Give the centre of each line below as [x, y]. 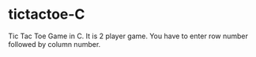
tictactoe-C [47, 14]
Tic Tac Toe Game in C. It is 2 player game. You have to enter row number [128, 36]
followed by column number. [55, 44]
